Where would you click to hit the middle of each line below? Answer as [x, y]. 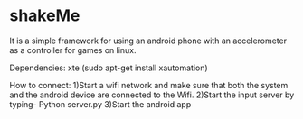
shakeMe [45, 16]
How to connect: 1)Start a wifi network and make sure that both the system [149, 85]
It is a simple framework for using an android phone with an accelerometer [148, 41]
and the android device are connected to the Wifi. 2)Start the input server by [152, 95]
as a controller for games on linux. [73, 50]
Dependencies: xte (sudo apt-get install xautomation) [109, 68]
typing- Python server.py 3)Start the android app [100, 104]
